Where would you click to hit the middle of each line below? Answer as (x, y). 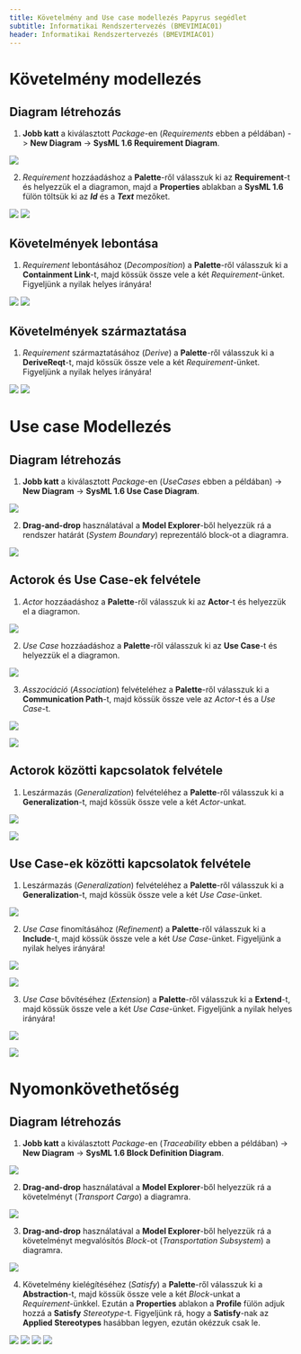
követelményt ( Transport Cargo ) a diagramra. (106, 1197)
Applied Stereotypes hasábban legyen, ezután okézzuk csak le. (141, 1323)
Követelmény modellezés (106, 79)
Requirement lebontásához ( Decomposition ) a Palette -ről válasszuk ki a (155, 265)
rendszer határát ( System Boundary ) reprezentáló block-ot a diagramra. (155, 535)
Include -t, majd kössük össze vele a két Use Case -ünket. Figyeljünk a (151, 939)
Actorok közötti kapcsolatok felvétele (116, 771)
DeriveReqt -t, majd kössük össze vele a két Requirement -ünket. (141, 362)
